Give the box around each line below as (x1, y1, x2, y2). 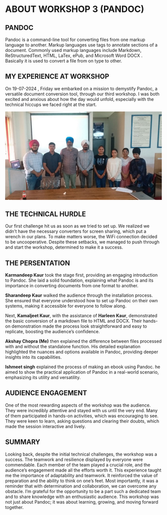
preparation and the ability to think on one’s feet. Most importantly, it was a (5, 478, 158, 484)
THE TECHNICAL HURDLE (5, 210, 86, 218)
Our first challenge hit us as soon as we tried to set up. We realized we (5, 223, 150, 229)
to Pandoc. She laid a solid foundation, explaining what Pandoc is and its (5, 277, 154, 283)
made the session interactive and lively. (5, 423, 86, 429)
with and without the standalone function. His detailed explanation (5, 343, 141, 349)
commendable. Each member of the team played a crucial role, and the (5, 462, 151, 468)
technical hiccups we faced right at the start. (5, 101, 97, 107)
